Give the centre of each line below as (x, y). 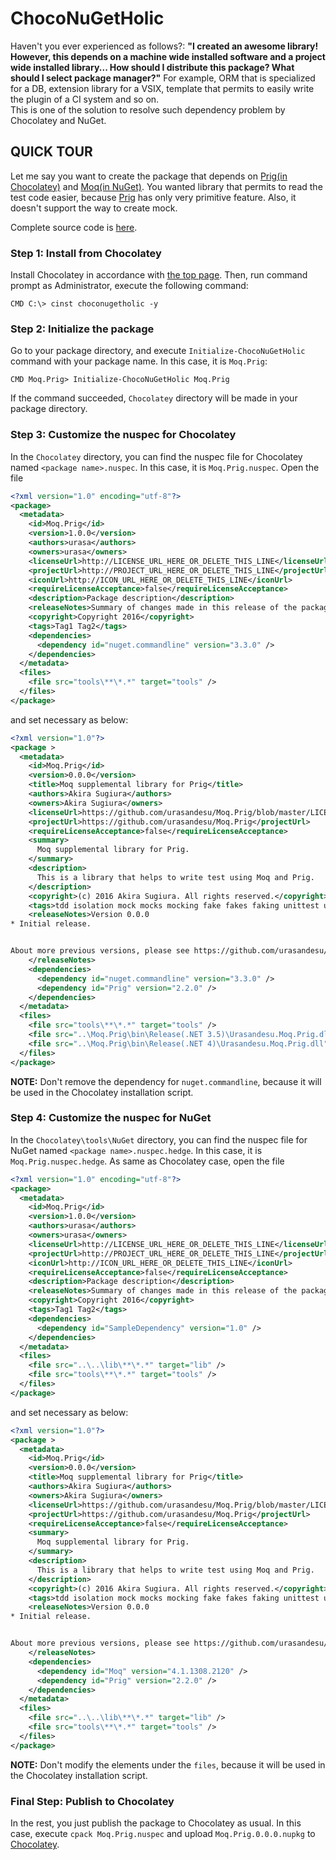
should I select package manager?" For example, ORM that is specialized (163, 78)
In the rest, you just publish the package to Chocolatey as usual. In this (156, 1823)
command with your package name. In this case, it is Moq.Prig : (139, 361)
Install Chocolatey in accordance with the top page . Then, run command (159, 275)
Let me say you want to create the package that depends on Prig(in (149, 176)
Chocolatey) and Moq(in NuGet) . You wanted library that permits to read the (166, 186)
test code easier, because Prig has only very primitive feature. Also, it (153, 197)
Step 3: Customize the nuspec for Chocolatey (123, 435)
